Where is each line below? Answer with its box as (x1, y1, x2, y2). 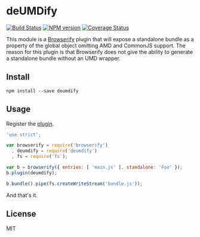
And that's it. (6, 192, 38, 199)
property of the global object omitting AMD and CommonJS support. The (6, 42, 186, 49)
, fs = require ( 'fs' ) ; (11, 154, 68, 160)
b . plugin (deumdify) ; (6, 169, 58, 176)
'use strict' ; (6, 132, 42, 138)
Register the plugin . (6, 120, 54, 127)
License (6, 209, 36, 219)
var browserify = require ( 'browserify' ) (6, 142, 109, 148)
